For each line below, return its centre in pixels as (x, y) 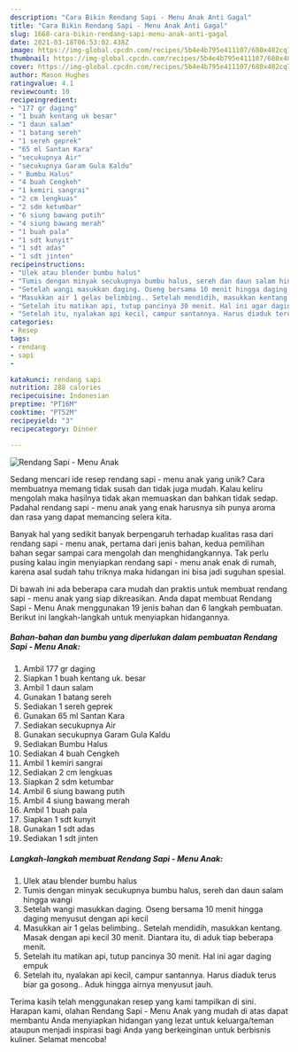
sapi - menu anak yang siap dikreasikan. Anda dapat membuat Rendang (141, 598)
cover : (22, 67)
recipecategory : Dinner (54, 429)
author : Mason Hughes (50, 75)
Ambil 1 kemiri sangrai (63, 763)
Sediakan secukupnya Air (69, 725)
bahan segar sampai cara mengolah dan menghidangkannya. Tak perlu (139, 553)
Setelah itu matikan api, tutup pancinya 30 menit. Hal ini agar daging (147, 956)
